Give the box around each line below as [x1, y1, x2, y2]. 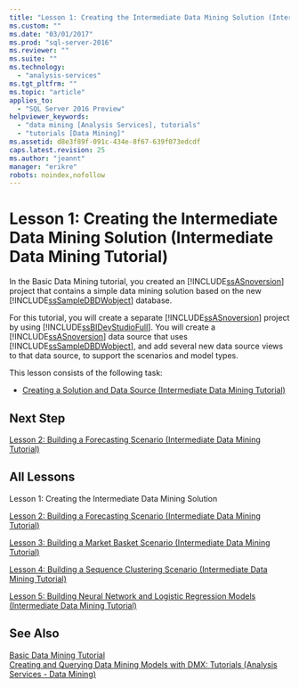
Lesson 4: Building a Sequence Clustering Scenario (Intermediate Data [9, 563, 269, 575]
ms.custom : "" [9, 21, 62, 30]
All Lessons [9, 470, 76, 485]
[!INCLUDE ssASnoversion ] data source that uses [9, 332, 189, 342]
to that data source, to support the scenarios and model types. [9, 350, 238, 361]
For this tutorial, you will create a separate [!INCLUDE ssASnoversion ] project [9, 313, 290, 324]
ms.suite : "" [9, 54, 58, 63]
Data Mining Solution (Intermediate [9, 228, 274, 248]
